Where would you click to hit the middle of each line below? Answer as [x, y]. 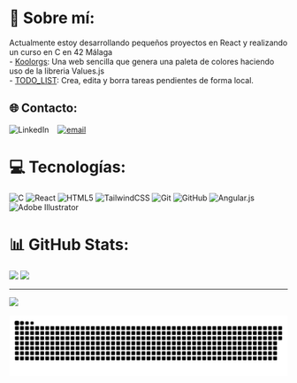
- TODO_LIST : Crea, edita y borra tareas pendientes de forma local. [132, 80]
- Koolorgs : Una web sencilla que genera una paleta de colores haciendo [142, 61]
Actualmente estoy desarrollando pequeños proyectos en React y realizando [148, 43]
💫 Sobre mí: [52, 18]
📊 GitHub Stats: [69, 244]
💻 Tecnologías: [68, 167]
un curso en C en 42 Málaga [61, 51]
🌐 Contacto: [43, 109]
